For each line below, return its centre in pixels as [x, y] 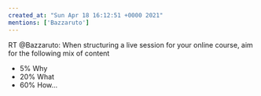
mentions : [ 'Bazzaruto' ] [49, 23]
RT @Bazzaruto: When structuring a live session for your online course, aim [130, 44]
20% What [37, 76]
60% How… [39, 85]
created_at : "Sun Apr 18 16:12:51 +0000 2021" [86, 15]
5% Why [33, 68]
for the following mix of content [59, 53]
